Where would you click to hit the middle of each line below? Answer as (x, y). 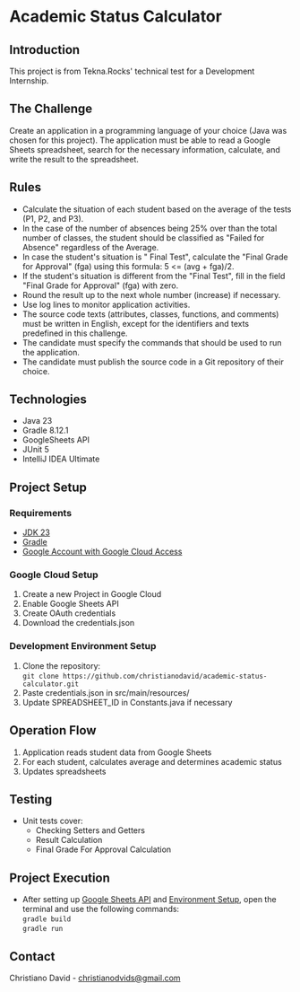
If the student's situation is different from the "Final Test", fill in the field (154, 276)
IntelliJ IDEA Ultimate (61, 459)
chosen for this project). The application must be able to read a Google (140, 140)
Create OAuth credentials (69, 613)
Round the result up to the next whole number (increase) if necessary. (151, 294)
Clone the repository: (61, 665)
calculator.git (51, 684)
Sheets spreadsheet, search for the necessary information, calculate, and (145, 149)
